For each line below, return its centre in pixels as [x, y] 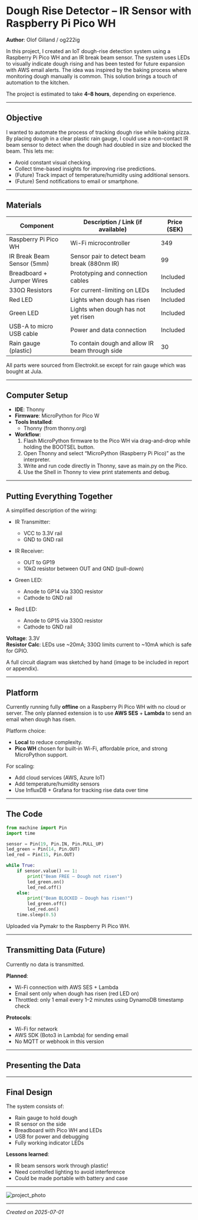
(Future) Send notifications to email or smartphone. [77, 181]
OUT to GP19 [39, 563]
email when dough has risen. [41, 719]
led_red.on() [43, 909]
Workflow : [28, 435]
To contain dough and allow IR [112, 343]
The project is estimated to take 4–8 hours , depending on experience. [91, 94]
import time [21, 833]
